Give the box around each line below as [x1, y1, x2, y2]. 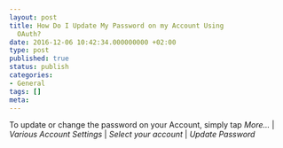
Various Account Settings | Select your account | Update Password [9, 129, 255, 140]
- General [9, 79, 46, 88]
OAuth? [17, 29, 42, 38]
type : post [9, 46, 50, 55]
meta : [9, 95, 29, 105]
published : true [9, 54, 69, 63]
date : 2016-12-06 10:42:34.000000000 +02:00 [9, 37, 177, 47]
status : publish [9, 63, 69, 72]
